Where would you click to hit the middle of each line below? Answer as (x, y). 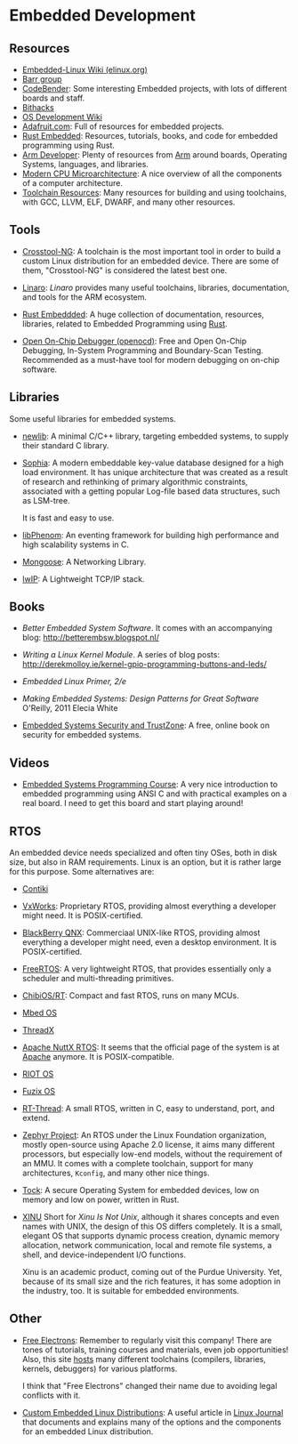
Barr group (42, 79)
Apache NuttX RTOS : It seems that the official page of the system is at (151, 1047)
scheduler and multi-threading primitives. (98, 979)
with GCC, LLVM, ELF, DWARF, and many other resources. (129, 202)
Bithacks (38, 107)
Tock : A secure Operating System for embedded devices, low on (141, 1190)
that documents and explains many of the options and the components (152, 1422)
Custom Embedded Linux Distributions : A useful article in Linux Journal (153, 1412)
